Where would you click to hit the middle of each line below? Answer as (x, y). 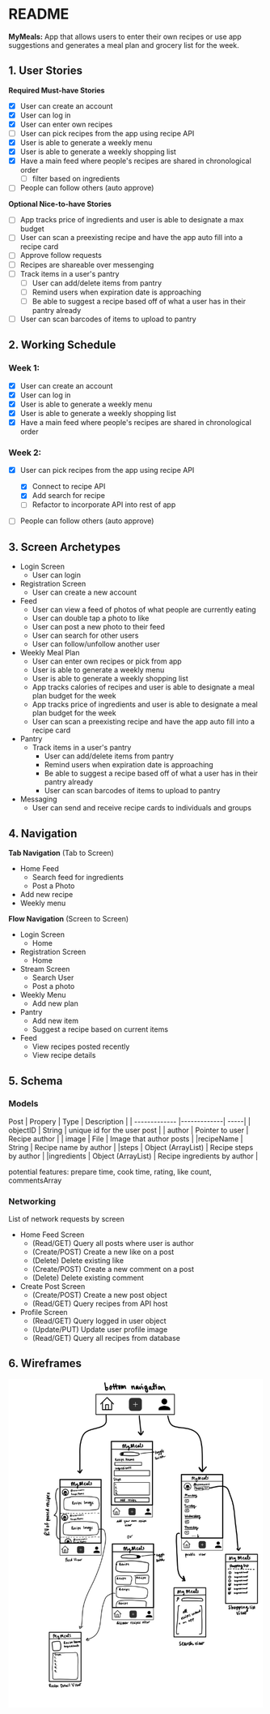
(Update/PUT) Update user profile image (100, 1330)
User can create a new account (84, 592)
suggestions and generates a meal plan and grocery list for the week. (124, 45)
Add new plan (55, 1003)
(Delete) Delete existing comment (88, 1278)
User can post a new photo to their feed (99, 627)
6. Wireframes (45, 1364)
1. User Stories (46, 71)
